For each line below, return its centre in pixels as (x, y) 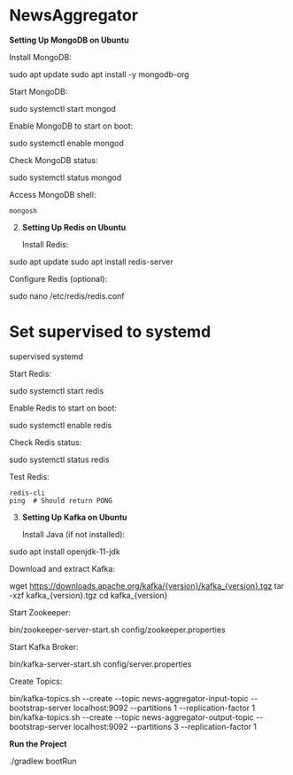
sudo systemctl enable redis (61, 425)
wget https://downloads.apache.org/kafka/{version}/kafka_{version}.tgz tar (147, 585)
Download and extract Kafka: (62, 568)
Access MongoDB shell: (53, 194)
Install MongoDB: (41, 57)
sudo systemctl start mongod (63, 108)
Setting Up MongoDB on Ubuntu (69, 40)
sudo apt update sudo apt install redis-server (92, 262)
